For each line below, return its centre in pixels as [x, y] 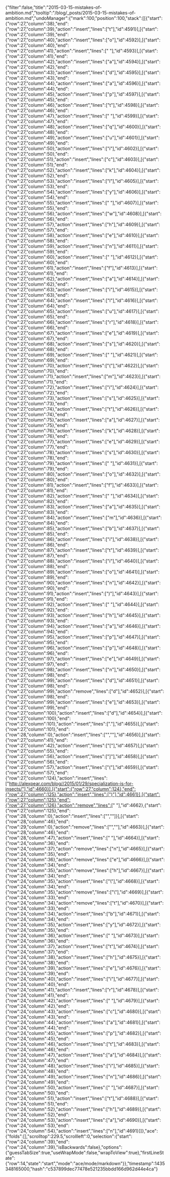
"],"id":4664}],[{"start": [135, 838]
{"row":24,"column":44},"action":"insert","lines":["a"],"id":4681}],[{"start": [83, 1022]
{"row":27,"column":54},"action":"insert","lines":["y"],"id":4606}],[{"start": [83, 192]
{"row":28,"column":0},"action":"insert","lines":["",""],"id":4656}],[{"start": [83, 735]
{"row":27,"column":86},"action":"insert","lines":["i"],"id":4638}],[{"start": [82, 539]
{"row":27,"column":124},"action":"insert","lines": [56, 778]
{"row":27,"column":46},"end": [37, 110]
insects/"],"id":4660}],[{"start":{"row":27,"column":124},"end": [71, 789]
